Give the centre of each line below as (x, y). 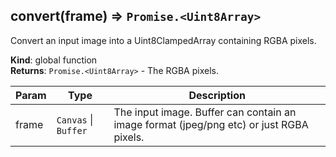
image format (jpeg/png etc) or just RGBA (211, 124)
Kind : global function (54, 60)
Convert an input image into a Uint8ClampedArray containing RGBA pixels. (163, 40)
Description (217, 95)
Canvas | (75, 119)
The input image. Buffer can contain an (205, 112)
